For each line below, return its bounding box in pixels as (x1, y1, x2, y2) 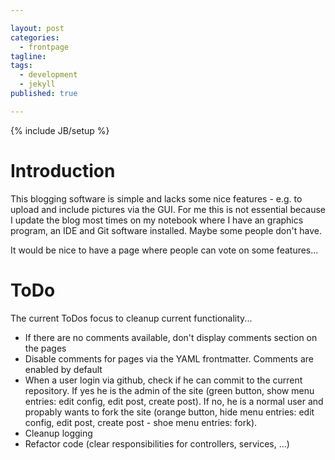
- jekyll (19, 79, 56, 90)
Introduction (10, 159, 116, 182)
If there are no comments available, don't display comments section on (24, 331, 318, 343)
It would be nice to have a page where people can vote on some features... (10, 244, 319, 256)
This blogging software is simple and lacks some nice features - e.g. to (10, 192, 303, 205)
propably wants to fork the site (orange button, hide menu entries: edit (24, 406, 315, 418)
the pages (24, 342, 67, 354)
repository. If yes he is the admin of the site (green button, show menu (24, 384, 315, 396)
